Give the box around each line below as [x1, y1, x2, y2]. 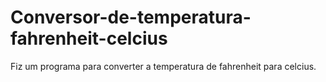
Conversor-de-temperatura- [10, 6, 252, 29]
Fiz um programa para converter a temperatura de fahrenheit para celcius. [10, 60, 317, 72]
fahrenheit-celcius [10, 27, 168, 50]
